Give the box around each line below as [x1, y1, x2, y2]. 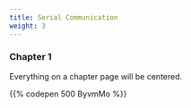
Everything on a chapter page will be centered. [9, 71, 183, 81]
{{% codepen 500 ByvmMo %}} [9, 88, 127, 99]
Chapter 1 [9, 51, 52, 63]
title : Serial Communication [9, 12, 118, 22]
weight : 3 [9, 21, 47, 30]
